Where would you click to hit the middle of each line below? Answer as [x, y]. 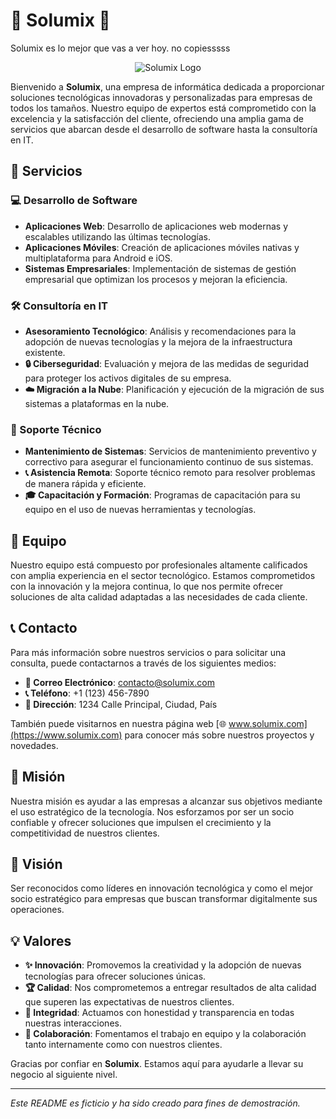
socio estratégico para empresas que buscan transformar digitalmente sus [164, 899]
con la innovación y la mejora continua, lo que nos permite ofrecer [147, 586]
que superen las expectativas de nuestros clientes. [129, 1002]
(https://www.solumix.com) [66, 735]
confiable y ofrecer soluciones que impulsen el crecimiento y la [141, 822]
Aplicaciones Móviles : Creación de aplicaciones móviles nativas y [162, 247]
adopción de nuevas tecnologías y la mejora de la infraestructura [158, 341]
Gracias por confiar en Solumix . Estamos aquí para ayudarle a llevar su [157, 1064]
